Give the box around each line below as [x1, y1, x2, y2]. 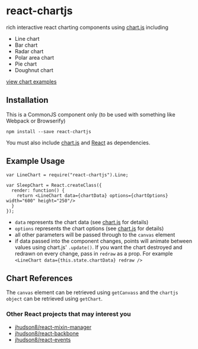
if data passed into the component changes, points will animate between [14, 237, 193, 244]
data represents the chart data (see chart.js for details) [14, 218, 149, 225]
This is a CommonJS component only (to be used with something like [6, 111, 176, 118]
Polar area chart [14, 54, 55, 61]
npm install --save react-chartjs [6, 128, 92, 134]
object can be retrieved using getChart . [6, 295, 103, 302]
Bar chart [14, 41, 38, 49]
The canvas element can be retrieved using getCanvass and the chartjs [6, 289, 178, 296]
